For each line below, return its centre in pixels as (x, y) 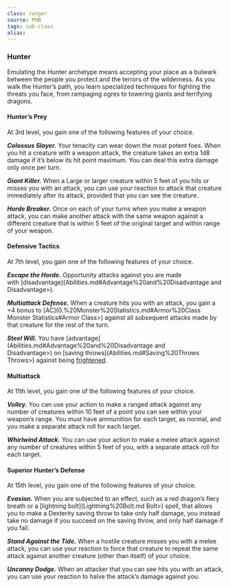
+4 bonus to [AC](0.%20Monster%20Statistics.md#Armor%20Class (104, 310)
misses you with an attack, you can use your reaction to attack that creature (114, 188)
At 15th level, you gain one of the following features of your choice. (102, 485)
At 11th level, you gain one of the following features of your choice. (101, 391)
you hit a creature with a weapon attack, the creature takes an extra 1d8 (108, 153)
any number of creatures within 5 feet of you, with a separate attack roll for (113, 447)
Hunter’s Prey (27, 117)
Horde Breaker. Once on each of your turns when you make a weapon (107, 209)
